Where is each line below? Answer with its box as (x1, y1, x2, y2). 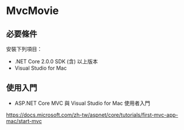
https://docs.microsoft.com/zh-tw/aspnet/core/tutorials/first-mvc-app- (6, 111, 178, 118)
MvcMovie (6, 4, 59, 18)
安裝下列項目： (6, 46, 42, 52)
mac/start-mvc (6, 117, 42, 124)
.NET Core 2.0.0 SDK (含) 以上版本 (14, 58, 98, 65)
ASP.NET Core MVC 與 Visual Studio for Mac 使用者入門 (14, 100, 150, 107)
